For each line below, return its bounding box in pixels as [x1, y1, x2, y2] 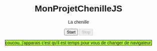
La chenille [67, 19, 89, 25]
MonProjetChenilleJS [34, 3, 123, 14]
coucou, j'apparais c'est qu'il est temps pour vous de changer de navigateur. [5, 40, 152, 46]
